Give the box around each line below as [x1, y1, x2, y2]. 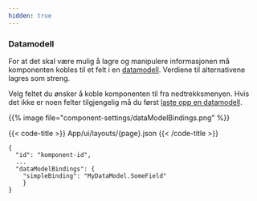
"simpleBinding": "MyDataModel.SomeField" [22, 171, 167, 180]
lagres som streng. [8, 73, 71, 82]
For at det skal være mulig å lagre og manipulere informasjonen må [8, 56, 230, 66]
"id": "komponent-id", [15, 151, 92, 159]
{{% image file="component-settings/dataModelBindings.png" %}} [8, 113, 230, 123]
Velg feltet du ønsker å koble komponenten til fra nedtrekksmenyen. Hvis [8, 89, 250, 98]
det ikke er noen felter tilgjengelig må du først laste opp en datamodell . [8, 97, 243, 107]
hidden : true [8, 11, 52, 20]
